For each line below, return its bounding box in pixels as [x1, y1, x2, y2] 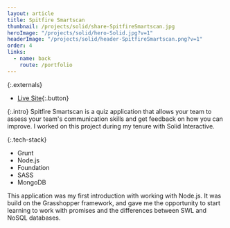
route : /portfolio [19, 61, 73, 68]
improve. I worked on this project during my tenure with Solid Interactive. [7, 122, 215, 130]
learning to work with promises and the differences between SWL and [7, 206, 206, 214]
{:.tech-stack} [7, 135, 47, 144]
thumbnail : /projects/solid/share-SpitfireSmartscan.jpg [7, 23, 175, 30]
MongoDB [17, 178, 46, 187]
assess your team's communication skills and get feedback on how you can [7, 115, 224, 123]
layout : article [7, 10, 54, 17]
